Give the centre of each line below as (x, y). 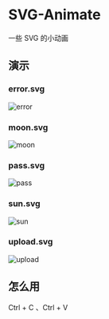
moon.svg (28, 127)
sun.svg (25, 204)
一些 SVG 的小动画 (39, 38)
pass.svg (27, 165)
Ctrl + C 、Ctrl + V (38, 307)
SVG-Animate (54, 15)
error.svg (27, 89)
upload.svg (31, 242)
